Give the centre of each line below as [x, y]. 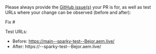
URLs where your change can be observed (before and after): [68, 12]
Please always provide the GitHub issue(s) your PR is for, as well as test [78, 7]
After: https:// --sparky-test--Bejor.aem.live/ [57, 46]
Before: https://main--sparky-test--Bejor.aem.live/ [63, 41]
